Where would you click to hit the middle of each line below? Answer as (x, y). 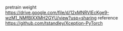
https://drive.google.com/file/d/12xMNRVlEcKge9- (57, 12)
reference (108, 18)
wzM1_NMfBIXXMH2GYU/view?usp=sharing (51, 18)
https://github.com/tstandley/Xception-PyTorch (54, 23)
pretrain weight (21, 7)
